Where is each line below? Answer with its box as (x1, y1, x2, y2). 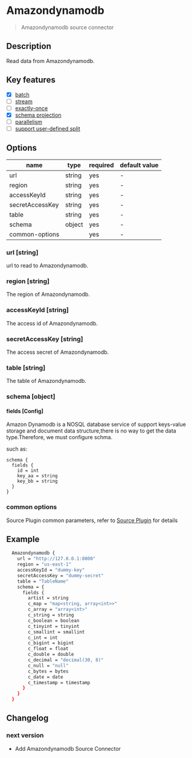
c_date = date (28, 674, 63, 680)
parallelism (14, 118, 42, 125)
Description (6, 41, 51, 51)
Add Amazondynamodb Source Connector (14, 745, 121, 752)
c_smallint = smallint (28, 629, 85, 635)
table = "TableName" (17, 578, 69, 584)
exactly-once (14, 104, 48, 112)
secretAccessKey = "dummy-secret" (17, 572, 104, 578)
